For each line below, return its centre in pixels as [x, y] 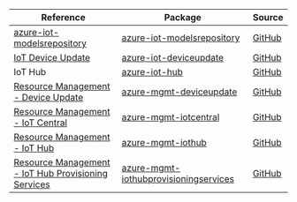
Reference [63, 17]
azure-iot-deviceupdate [172, 58]
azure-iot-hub [152, 72]
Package [183, 17]
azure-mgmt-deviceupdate [179, 92]
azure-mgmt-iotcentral [171, 117]
